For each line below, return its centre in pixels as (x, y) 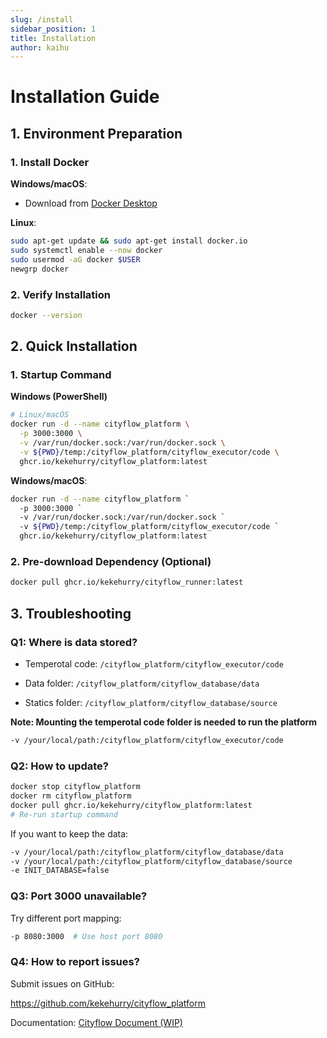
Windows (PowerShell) (59, 397)
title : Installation (53, 38)
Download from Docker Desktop (91, 203)
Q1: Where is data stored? (74, 642)
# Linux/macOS (40, 415)
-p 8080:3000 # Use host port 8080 (86, 936)
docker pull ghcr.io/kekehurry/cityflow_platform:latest (131, 805)
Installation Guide (85, 97)
